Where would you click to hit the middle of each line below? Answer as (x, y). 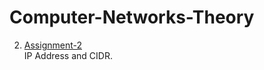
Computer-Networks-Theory (132, 17)
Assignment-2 (52, 45)
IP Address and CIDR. (68, 55)
